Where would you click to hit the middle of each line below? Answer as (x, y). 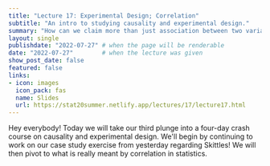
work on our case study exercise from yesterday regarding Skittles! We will (132, 145)
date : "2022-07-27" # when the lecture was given (106, 53)
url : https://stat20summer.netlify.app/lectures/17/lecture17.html (131, 105)
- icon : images (34, 83)
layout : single (34, 38)
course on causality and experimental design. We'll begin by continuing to (131, 136)
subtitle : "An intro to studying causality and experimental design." (129, 23)
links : (19, 75)
